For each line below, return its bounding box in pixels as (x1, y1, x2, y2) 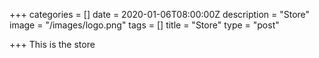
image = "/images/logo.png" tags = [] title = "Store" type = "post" (9, 19, 280, 31)
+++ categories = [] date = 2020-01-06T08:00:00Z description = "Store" (9, 9, 311, 20)
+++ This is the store (9, 39, 96, 50)
